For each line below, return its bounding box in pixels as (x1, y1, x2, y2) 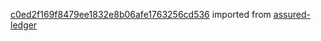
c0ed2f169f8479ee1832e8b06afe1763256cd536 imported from (10, 9, 272, 20)
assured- (273, 9, 311, 20)
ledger (10, 19, 38, 31)
